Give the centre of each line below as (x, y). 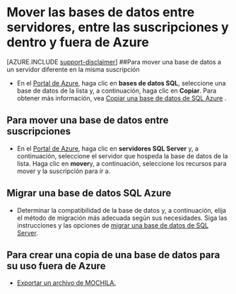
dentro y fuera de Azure (78, 42)
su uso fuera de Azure (56, 266)
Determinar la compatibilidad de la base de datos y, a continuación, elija (122, 210)
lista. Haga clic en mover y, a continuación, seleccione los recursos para (122, 163)
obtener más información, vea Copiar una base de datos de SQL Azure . (122, 98)
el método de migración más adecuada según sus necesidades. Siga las (122, 218)
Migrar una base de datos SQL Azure (89, 193)
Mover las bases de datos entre (101, 12)
